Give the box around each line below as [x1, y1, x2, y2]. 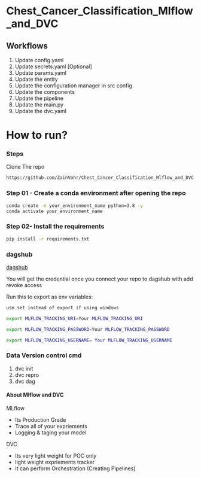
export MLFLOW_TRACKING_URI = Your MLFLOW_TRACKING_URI [6, 315, 144, 321]
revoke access [6, 281, 42, 288]
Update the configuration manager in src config [14, 82, 133, 89]
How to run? [6, 129, 68, 142]
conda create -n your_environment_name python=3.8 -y [6, 202, 144, 209]
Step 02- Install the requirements [6, 223, 105, 231]
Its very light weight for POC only [14, 452, 97, 459]
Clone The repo [6, 163, 45, 171]
